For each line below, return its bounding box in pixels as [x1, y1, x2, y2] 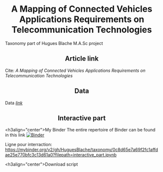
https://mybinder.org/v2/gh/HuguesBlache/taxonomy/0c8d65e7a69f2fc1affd [5, 147, 158, 152]
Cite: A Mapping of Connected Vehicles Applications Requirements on [5, 67, 146, 73]
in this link [5, 132, 25, 138]
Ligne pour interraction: [5, 142, 53, 148]
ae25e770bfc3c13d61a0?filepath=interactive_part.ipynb [5, 152, 117, 158]
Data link [5, 100, 23, 106]
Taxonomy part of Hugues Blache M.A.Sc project [5, 40, 103, 46]
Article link [65, 55, 99, 63]
